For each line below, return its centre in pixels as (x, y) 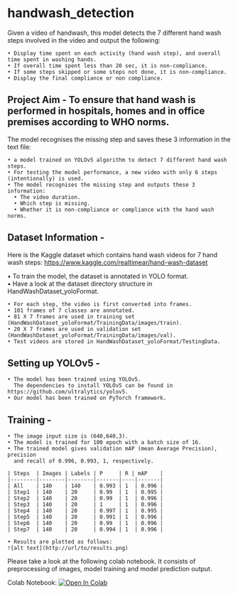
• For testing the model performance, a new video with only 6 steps (113, 172)
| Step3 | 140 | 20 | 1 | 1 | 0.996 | (85, 505)
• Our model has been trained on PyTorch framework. (87, 398)
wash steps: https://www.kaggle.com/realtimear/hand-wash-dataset (108, 262)
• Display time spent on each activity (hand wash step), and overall (114, 53)
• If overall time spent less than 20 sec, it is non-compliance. (108, 65)
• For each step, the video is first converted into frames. (100, 304)
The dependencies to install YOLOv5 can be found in (93, 386)
